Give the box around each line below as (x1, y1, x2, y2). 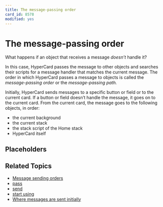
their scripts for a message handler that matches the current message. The (5, 69, 158, 75)
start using (12, 191, 35, 197)
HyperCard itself (12, 131, 46, 137)
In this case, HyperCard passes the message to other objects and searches (5, 64, 159, 70)
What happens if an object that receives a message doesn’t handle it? (5, 54, 147, 60)
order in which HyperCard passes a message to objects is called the (5, 74, 144, 80)
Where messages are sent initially (12, 196, 81, 202)
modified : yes (5, 16, 35, 21)
